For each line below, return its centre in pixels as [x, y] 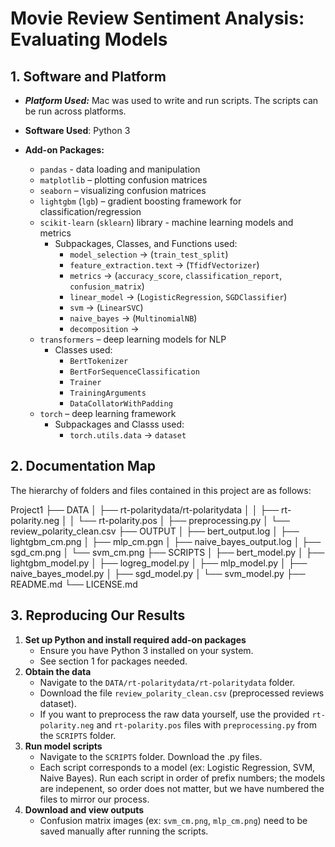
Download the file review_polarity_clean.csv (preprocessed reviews [182, 693]
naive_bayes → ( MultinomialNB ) [133, 318]
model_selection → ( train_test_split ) [149, 254]
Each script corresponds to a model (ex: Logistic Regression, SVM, [177, 767]
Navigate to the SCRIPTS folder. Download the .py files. [151, 756]
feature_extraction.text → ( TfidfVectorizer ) [164, 265]
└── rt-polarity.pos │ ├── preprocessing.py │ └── [183, 520]
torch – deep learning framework [108, 413]
